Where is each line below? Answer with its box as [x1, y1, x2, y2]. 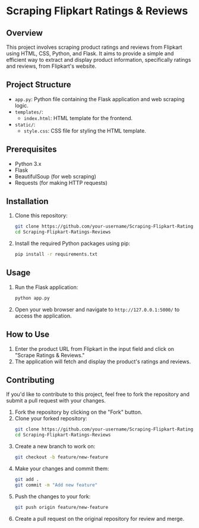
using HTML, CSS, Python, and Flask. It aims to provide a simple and [6, 50, 174, 57]
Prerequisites [6, 144, 57, 155]
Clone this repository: [14, 212, 68, 219]
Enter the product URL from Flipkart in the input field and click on [14, 345, 174, 352]
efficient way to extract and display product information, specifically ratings [6, 56, 191, 63]
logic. [14, 102, 29, 109]
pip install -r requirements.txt [14, 252, 98, 257]
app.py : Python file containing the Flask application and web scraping [14, 95, 185, 102]
